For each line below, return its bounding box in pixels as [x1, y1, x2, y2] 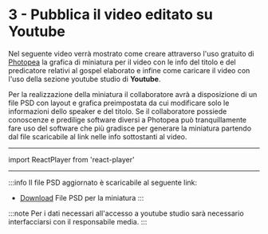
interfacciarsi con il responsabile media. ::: [8, 216, 148, 226]
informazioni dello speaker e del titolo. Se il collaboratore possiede [8, 106, 227, 116]
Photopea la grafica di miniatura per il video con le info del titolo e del [8, 57, 237, 67]
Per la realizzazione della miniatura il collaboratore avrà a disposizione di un [8, 89, 258, 99]
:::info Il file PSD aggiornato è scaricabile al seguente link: [8, 177, 198, 187]
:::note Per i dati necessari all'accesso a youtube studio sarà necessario [8, 209, 245, 218]
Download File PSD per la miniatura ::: [19, 193, 144, 202]
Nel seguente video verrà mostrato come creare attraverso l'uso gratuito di [8, 49, 254, 58]
